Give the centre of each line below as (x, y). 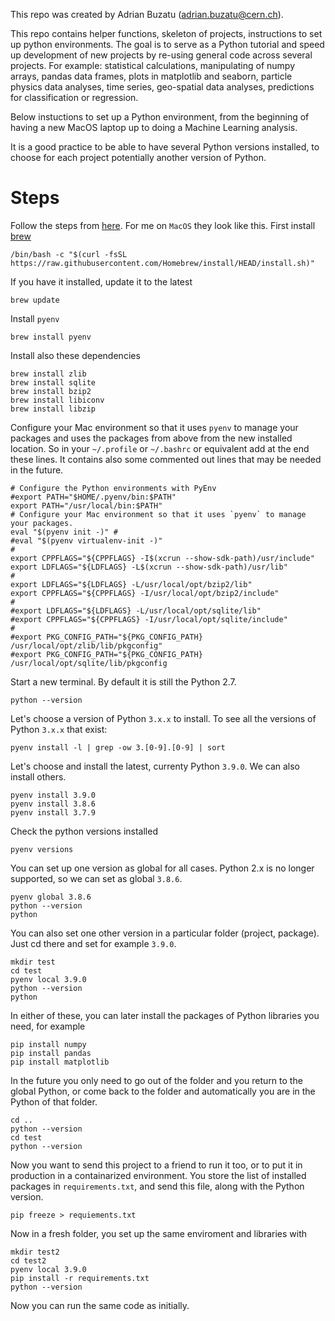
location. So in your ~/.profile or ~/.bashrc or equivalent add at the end (160, 448)
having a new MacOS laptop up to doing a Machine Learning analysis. (154, 127)
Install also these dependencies (75, 355)
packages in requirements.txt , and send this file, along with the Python (157, 1186)
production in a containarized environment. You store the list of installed (158, 1175)
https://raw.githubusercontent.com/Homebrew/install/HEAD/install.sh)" (162, 263)
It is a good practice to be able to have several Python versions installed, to (165, 147)
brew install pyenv (51, 337)
